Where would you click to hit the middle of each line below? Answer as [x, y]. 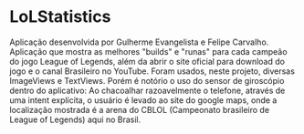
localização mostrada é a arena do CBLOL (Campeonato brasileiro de [140, 109]
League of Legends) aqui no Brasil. [75, 119]
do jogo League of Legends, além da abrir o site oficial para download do [147, 61]
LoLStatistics [60, 17]
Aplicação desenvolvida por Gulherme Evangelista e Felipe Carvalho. [139, 42]
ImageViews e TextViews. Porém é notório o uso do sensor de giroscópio [147, 80]
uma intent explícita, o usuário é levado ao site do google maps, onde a [143, 100]
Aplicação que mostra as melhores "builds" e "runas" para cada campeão [148, 51]
